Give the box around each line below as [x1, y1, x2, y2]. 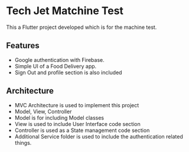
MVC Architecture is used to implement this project [14, 101, 139, 108]
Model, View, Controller [14, 108, 72, 115]
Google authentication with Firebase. [14, 56, 105, 63]
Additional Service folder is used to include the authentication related [14, 133, 183, 140]
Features [6, 41, 40, 51]
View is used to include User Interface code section [14, 120, 141, 127]
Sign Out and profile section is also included [14, 69, 122, 76]
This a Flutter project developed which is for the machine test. [6, 24, 157, 31]
